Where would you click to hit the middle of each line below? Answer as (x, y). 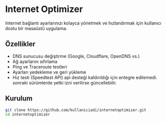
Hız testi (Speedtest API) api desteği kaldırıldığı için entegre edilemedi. (85, 77)
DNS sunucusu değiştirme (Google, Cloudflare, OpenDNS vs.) (76, 56)
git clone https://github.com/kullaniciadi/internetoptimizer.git (76, 110)
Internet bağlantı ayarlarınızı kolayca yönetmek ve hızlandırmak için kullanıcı (83, 23)
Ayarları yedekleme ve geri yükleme (49, 72)
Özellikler (20, 44)
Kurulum (19, 98)
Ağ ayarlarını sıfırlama (35, 61)
